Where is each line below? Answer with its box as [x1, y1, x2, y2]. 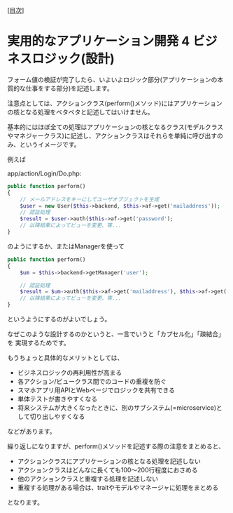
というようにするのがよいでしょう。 [7, 315, 111, 324]
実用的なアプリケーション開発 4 [7, 34, 190, 49]
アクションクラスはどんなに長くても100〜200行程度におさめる [17, 466, 198, 474]
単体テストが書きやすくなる [17, 395, 98, 404]
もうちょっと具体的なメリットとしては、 [7, 354, 124, 362]
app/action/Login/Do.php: [7, 169, 82, 178]
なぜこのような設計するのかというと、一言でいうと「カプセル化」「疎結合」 [7, 330, 225, 338]
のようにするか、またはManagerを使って [7, 241, 125, 251]
